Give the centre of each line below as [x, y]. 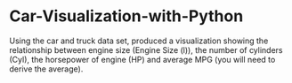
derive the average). [46, 69]
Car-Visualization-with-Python [126, 16]
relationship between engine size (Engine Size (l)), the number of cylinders [146, 49]
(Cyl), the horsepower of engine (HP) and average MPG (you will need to [142, 59]
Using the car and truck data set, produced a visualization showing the [139, 41]
